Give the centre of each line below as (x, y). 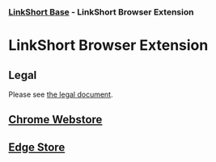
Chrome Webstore (55, 120)
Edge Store (37, 147)
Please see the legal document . (61, 94)
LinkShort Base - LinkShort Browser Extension (101, 12)
